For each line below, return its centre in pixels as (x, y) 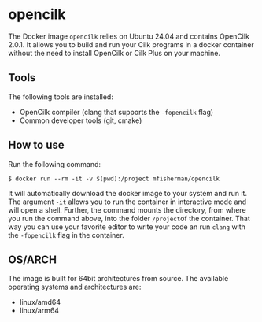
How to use (36, 145)
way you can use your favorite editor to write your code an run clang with (127, 227)
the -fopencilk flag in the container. (66, 235)
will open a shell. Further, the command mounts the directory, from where (127, 209)
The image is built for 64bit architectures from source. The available (118, 279)
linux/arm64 (39, 311)
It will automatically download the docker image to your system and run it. (128, 193)
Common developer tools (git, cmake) (81, 120)
